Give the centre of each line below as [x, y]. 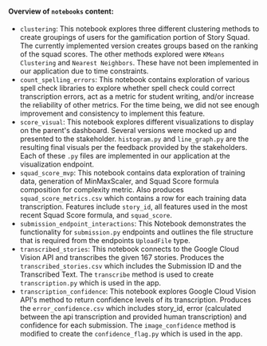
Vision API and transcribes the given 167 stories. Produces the [122, 258]
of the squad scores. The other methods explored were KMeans [122, 54]
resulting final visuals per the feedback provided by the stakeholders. [133, 147]
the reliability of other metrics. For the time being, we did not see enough [139, 105]
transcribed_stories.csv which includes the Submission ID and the [130, 266]
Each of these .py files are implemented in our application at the [125, 156]
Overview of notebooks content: [61, 11]
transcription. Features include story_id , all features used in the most [134, 206]
